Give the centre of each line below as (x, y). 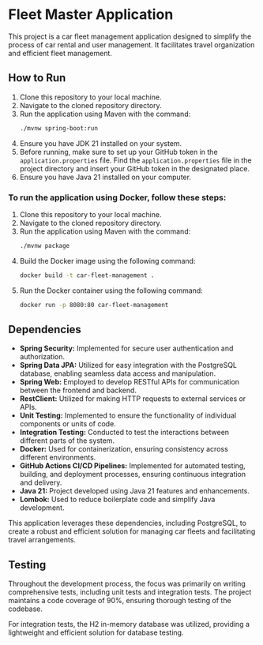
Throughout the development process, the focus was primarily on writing (127, 584)
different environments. (58, 457)
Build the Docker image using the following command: (107, 261)
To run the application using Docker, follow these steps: (117, 197)
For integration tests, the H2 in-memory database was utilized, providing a (129, 624)
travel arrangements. (42, 540)
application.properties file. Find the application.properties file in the (135, 160)
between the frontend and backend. (78, 390)
